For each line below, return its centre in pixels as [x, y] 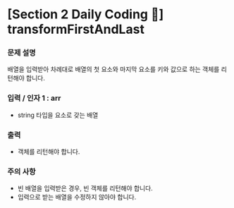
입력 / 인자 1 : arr [34, 98]
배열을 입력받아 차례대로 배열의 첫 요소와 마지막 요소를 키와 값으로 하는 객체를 [113, 69]
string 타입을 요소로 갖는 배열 [58, 115]
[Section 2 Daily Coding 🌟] [86, 14]
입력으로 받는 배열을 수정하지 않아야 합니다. [77, 197]
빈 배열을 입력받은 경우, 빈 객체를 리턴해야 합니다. [85, 188]
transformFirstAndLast [76, 29]
